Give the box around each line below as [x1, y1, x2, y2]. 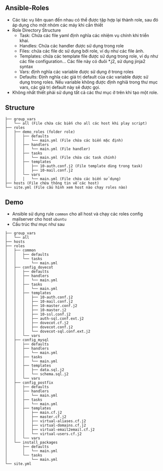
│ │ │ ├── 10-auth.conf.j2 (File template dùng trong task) [5, 164, 143, 168]
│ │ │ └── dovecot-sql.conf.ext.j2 [5, 329, 91, 334]
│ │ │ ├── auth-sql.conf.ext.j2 [5, 316, 84, 321]
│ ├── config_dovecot [5, 265, 54, 270]
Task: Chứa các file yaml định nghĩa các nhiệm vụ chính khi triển [19, 32, 149, 38]
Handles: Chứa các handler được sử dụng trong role [19, 42, 124, 48]
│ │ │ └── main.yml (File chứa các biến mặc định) [5, 138, 123, 143]
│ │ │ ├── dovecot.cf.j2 [5, 321, 69, 326]
